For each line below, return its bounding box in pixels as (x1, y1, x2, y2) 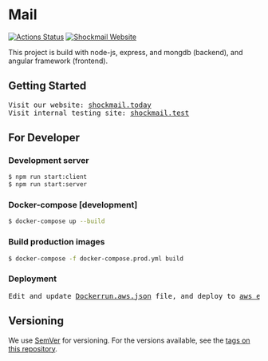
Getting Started (8, 79, 87, 93)
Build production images (8, 236, 105, 248)
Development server (8, 155, 89, 166)
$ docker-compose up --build (8, 217, 105, 225)
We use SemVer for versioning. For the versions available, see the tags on (8, 335, 250, 345)
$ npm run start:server (8, 180, 88, 188)
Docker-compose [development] (8, 200, 138, 211)
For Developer (8, 131, 81, 145)
